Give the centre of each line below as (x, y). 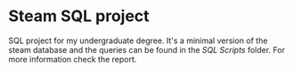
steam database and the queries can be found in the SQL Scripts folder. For (147, 49)
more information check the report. (73, 59)
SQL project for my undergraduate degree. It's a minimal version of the (138, 40)
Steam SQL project (79, 16)
